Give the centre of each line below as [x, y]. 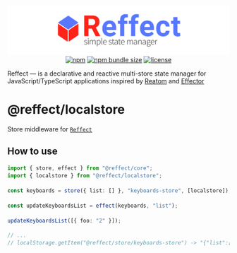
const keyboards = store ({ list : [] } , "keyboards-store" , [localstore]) [118, 191]
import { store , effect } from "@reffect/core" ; [80, 168]
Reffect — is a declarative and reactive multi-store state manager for [107, 73]
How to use [32, 152]
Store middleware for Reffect [50, 129]
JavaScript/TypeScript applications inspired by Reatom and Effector [106, 81]
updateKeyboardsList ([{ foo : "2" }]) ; [64, 220]
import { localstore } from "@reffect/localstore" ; [85, 176]
